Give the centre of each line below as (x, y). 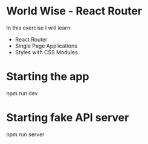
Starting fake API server (68, 118)
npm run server (25, 134)
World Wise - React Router (74, 11)
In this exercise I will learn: (39, 28)
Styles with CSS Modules (47, 52)
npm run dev (22, 93)
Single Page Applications (46, 46)
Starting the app (48, 77)
